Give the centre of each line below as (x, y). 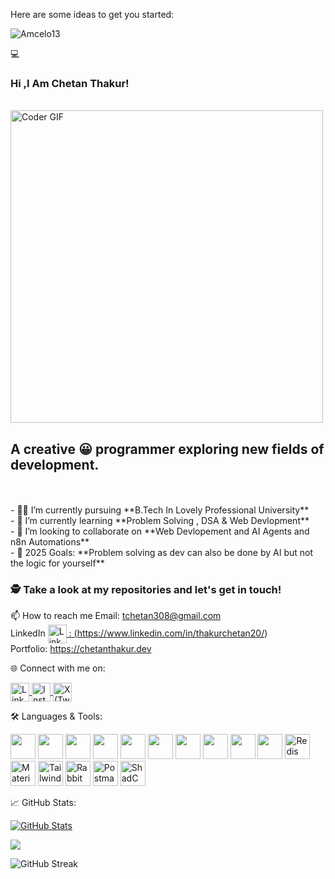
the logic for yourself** (57, 563)
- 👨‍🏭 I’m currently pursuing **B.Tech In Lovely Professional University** (160, 510)
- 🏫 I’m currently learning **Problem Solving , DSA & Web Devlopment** (160, 521)
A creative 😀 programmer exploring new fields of (167, 449)
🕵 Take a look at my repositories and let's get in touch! (146, 590)
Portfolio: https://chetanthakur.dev (81, 649)
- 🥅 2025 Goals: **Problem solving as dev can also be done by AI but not (162, 553)
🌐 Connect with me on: (58, 668)
